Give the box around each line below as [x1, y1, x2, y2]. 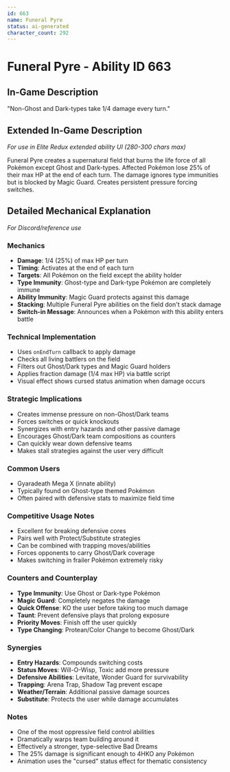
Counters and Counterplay [7, 573, 98, 583]
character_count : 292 [7, 29, 69, 36]
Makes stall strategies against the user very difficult [16, 446, 163, 455]
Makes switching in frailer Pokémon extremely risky [16, 556, 163, 565]
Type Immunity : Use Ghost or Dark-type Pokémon [16, 589, 161, 597]
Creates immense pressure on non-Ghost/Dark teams [16, 410, 170, 418]
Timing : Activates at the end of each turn [16, 264, 135, 272]
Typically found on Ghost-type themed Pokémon [16, 487, 155, 495]
